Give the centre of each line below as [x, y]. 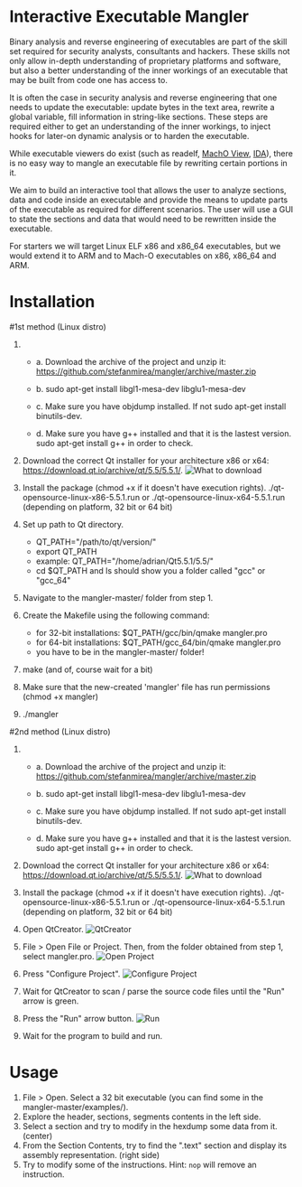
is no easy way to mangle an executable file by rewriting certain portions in [149, 163]
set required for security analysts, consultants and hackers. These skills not [150, 51]
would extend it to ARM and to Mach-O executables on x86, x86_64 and [143, 256]
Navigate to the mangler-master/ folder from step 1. [118, 597]
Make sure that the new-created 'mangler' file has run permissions [146, 687]
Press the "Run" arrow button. [78, 1018]
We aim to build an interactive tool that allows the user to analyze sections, [148, 190]
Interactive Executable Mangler [129, 17]
